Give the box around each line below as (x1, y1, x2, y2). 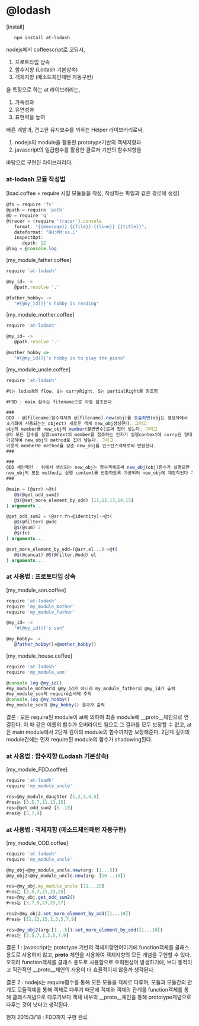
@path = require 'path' (6, 207, 65, 213)
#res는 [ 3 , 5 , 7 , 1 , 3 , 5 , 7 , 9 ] (6, 932, 69, 939)
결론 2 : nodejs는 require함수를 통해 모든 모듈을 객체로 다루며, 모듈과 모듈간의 (6, 978, 187, 986)
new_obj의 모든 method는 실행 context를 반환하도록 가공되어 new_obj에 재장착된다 (6, 470, 188, 476)
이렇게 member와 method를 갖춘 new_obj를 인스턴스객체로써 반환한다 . (6, 443, 156, 449)
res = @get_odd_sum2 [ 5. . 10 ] (6, 804, 73, 811)
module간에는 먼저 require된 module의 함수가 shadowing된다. (6, 736, 153, 743)
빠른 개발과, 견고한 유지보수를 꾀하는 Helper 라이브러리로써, (6, 126, 144, 133)
